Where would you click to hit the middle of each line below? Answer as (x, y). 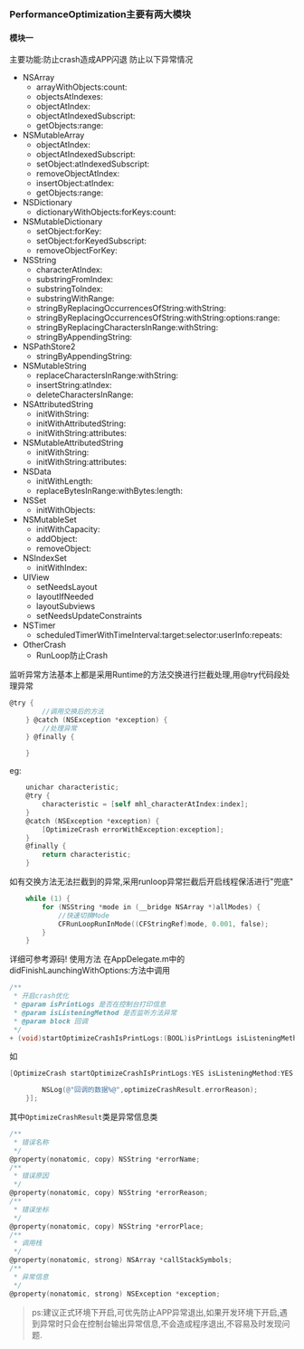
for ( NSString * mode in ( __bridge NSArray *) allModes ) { (151, 907)
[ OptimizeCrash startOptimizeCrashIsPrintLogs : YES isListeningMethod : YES (152, 1074)
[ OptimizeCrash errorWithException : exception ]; (133, 830)
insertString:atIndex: (74, 385)
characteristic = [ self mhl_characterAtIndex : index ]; (145, 804)
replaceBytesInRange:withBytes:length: (109, 491)
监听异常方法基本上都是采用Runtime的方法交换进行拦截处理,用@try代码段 (146, 675)
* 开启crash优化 (41, 996)
